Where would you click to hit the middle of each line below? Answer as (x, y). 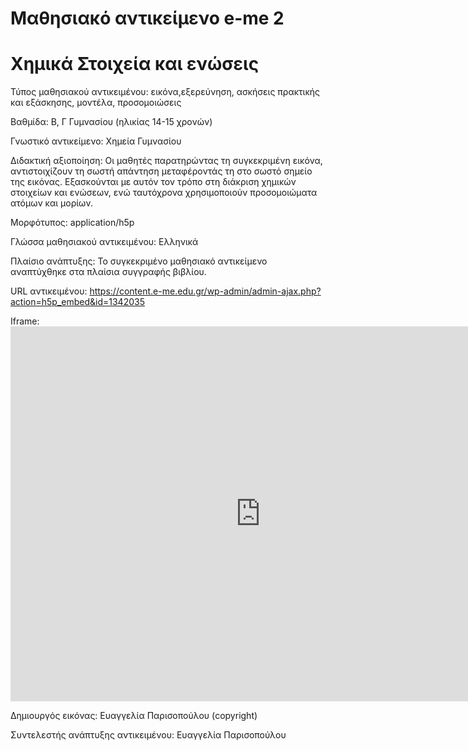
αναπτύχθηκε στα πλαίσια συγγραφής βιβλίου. (108, 272)
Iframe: (25, 321)
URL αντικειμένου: (49, 291)
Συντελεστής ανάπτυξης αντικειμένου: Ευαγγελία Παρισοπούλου (148, 735)
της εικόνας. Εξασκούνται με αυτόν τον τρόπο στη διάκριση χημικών (153, 182)
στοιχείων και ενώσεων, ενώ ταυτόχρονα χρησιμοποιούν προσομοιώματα (164, 193)
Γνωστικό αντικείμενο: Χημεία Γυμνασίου (96, 141)
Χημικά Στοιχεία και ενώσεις (135, 64)
